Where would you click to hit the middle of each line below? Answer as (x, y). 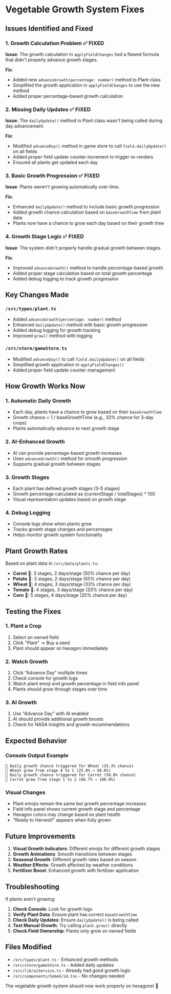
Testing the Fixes (33, 611)
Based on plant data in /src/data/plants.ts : (52, 563)
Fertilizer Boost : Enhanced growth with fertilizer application (76, 871)
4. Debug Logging (28, 512)
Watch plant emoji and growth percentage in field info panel (76, 684)
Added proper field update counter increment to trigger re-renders (83, 157)
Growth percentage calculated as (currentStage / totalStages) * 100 (84, 494)
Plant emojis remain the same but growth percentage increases (79, 804)
